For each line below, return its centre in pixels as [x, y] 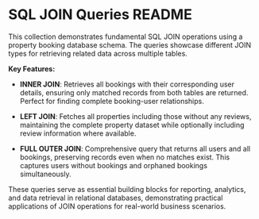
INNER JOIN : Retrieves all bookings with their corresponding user [127, 84]
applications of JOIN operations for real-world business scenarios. [117, 206]
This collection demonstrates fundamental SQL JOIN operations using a [126, 36]
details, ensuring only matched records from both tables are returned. [134, 92]
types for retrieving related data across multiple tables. [98, 53]
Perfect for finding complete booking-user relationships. [112, 101]
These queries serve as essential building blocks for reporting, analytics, [127, 189]
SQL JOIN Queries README [100, 15]
